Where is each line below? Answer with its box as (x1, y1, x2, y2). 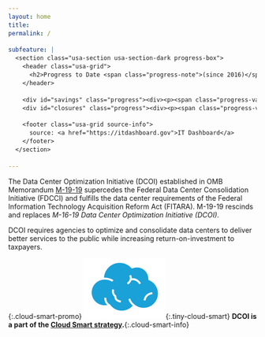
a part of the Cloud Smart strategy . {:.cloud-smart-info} (8, 320, 189, 329)
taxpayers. (8, 242, 43, 251)
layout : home (8, 13, 51, 20)
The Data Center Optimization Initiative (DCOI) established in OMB (8, 176, 223, 186)
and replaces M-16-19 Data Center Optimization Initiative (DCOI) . (8, 209, 219, 220)
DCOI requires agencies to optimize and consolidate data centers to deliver (8, 225, 252, 235)
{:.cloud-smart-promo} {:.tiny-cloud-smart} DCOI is (8, 311, 257, 320)
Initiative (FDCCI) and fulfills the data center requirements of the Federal (8, 193, 243, 202)
